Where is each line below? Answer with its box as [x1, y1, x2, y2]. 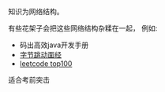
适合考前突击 [8, 75, 50, 84]
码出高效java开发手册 [19, 40, 89, 50]
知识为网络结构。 [8, 7, 64, 16]
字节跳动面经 [19, 50, 62, 59]
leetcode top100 [19, 59, 73, 68]
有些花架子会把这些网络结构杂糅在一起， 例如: [8, 24, 158, 33]
